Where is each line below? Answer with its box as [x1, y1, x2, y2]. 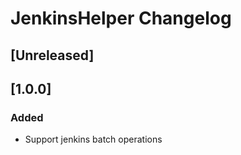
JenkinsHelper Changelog [10, 7, 232, 30]
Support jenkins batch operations [24, 133, 163, 146]
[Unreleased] [10, 47, 95, 64]
